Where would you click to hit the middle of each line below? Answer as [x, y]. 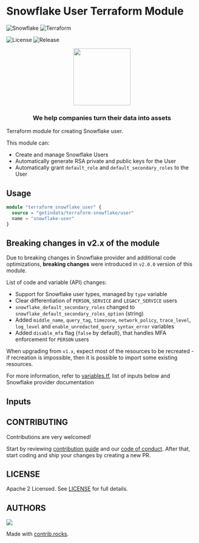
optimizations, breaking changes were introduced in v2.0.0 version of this [99, 264]
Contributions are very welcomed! [49, 437]
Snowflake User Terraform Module [95, 11]
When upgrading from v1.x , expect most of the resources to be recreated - [100, 351]
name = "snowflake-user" [43, 218]
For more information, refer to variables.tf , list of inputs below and [88, 376]
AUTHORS [26, 508]
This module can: [28, 143]
